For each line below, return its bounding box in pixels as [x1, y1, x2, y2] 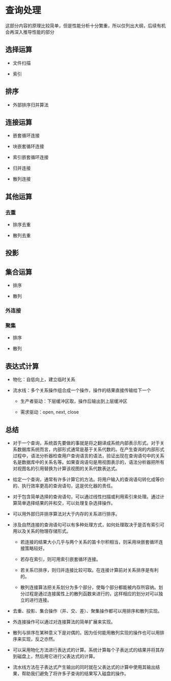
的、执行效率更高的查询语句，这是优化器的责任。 [12, 483, 116, 489]
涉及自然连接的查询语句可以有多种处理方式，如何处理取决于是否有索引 [12, 522, 160, 528]
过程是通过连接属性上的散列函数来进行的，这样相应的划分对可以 [24, 591, 159, 597]
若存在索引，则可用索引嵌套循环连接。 [20, 556, 101, 562]
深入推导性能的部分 [14, 29, 54, 35]
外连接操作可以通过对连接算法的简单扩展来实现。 [12, 619, 116, 625]
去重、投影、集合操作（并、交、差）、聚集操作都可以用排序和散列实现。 [12, 608, 162, 614]
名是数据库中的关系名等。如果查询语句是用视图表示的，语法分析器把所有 [12, 459, 164, 465]
